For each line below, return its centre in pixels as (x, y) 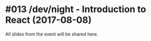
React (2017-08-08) (49, 20)
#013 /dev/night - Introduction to (76, 9)
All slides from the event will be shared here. (52, 34)
